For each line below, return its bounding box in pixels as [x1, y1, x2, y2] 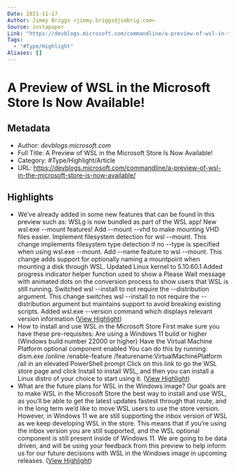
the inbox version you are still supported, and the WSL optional [17, 426, 200, 435]
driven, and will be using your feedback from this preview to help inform [17, 441, 226, 450]
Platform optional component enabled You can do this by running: [17, 344, 208, 353]
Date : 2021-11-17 [7, 10, 58, 18]
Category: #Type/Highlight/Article [17, 156, 116, 164]
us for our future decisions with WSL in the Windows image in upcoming [17, 449, 227, 457]
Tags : [7, 37, 23, 44]
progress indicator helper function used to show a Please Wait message [17, 270, 226, 278]
